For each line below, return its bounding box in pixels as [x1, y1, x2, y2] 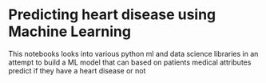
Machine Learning [8, 22, 132, 41]
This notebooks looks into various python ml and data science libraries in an [8, 49, 259, 58]
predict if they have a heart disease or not [8, 65, 146, 75]
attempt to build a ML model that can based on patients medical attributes [8, 57, 252, 67]
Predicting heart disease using [8, 6, 216, 24]
